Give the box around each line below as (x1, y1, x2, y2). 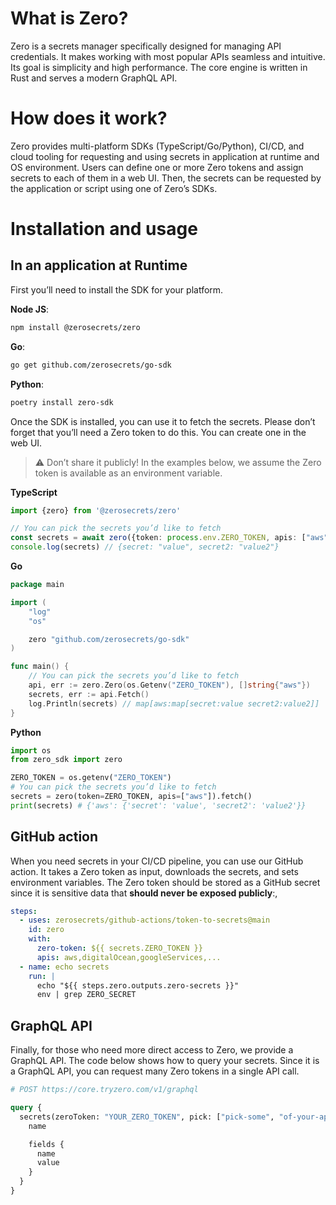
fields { (28, 1139, 65, 1149)
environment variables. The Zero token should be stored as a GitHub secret (10, 876, 321, 888)
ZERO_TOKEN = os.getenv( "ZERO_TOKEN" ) (10, 773, 172, 783)
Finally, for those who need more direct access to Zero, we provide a (10, 1044, 294, 1056)
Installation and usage (10, 218, 198, 241)
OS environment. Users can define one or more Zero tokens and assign (10, 161, 304, 173)
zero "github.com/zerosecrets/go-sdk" (28, 634, 190, 644)
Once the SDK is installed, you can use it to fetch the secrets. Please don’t (10, 415, 316, 427)
